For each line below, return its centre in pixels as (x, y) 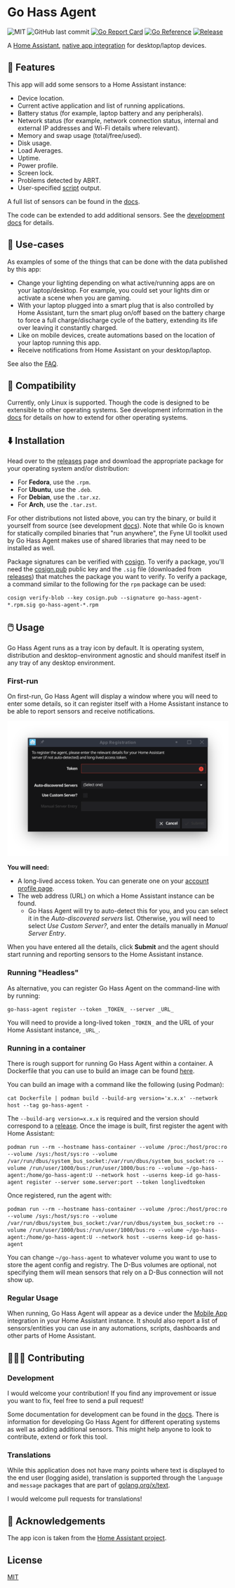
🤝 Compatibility (42, 385)
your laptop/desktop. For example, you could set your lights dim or (114, 290)
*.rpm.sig (22, 605)
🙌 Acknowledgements (56, 1521)
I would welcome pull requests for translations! (75, 1499)
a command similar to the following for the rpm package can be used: (107, 584)
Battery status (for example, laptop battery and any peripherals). (110, 113)
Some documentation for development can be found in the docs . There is (113, 1414)
